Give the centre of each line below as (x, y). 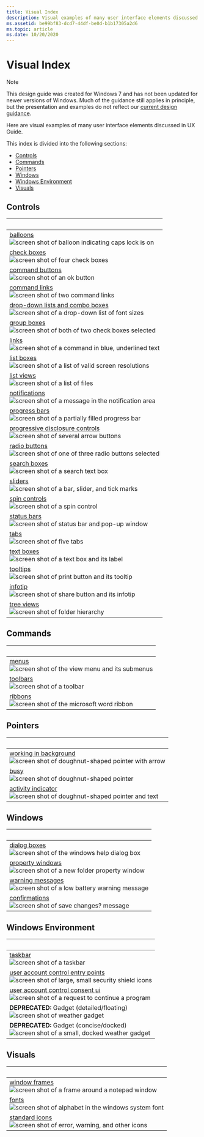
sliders (19, 481)
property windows (36, 863)
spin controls (28, 498)
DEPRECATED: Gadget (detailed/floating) (69, 1008)
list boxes (23, 357)
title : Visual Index (33, 12)
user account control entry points (57, 972)
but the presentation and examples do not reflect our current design (92, 107)
